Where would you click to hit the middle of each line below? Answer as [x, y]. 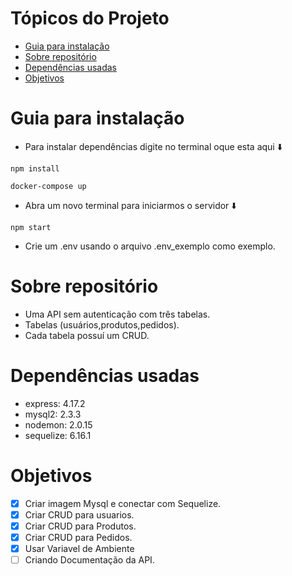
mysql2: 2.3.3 [53, 414]
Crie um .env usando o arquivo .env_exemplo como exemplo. [150, 246]
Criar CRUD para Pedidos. [78, 537]
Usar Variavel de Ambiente [79, 548]
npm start [31, 227]
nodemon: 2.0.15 [58, 424]
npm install [35, 168]
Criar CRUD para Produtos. [80, 526]
